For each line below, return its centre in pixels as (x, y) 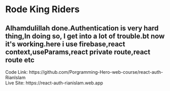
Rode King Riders (42, 9)
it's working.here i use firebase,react (65, 44)
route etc (20, 60)
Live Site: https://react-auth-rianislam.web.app (54, 83)
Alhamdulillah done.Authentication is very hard (82, 28)
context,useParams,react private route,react (78, 52)
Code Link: (17, 72)
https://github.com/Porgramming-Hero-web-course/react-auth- (96, 72)
